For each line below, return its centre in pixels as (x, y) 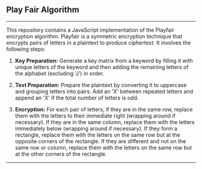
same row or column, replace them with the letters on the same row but (103, 147)
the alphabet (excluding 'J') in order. (59, 73)
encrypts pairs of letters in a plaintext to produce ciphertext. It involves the (99, 43)
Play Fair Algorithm (43, 10)
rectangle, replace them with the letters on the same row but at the (97, 135)
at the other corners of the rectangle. (61, 154)
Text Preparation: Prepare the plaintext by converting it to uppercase (101, 85)
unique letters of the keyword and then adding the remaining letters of (102, 67)
